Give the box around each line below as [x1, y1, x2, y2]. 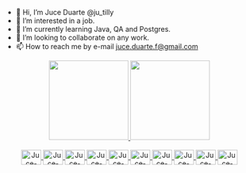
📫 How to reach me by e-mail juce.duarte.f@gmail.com [15, 42, 198, 51]
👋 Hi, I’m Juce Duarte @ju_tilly [15, 8, 114, 17]
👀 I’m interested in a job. [15, 16, 95, 25]
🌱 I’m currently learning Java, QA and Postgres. [15, 25, 171, 33]
